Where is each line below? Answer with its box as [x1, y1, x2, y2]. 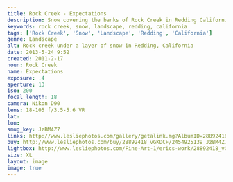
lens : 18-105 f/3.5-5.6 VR [7, 107, 85, 113]
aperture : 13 [7, 81, 45, 88]
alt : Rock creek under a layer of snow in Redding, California [7, 42, 194, 49]
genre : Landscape [7, 36, 58, 43]
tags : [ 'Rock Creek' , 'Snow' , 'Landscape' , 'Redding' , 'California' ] [7, 29, 213, 37]
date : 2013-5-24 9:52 [7, 49, 70, 56]
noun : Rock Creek [7, 62, 58, 69]
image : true [7, 164, 42, 172]
